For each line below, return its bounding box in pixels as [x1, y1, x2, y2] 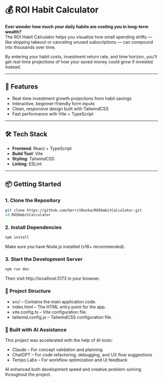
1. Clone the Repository [5, 197, 61, 204]
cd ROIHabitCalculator [5, 212, 51, 218]
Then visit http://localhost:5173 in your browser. [5, 275, 100, 282]
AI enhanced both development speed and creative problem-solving [5, 366, 142, 372]
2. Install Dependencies [5, 224, 62, 231]
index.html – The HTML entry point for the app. [12, 304, 106, 310]
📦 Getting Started [5, 180, 62, 188]
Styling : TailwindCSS [12, 156, 55, 161]
